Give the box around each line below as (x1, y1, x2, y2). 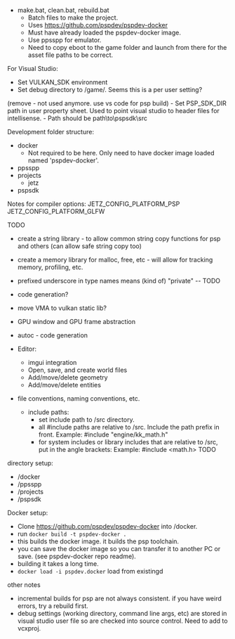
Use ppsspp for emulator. (27, 36, 102, 44)
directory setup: (7, 459, 54, 467)
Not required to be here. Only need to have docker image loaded (27, 149, 215, 157)
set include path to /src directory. (38, 415, 135, 424)
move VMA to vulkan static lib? (17, 304, 107, 312)
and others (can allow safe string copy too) (17, 242, 142, 250)
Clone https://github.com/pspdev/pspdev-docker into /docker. (17, 522, 198, 530)
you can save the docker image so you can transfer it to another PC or (17, 545, 221, 553)
